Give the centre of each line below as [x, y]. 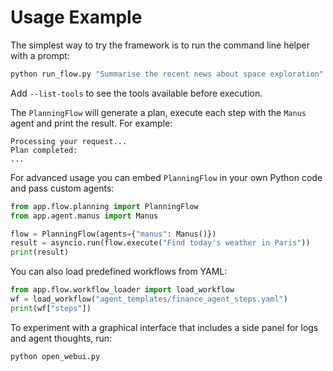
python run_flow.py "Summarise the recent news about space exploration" [167, 74]
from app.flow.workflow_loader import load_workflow [122, 290]
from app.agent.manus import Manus [84, 216]
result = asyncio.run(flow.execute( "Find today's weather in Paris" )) [160, 243]
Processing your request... [69, 141]
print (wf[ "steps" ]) [51, 308]
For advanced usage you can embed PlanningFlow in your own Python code [166, 177]
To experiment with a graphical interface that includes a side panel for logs [164, 327]
